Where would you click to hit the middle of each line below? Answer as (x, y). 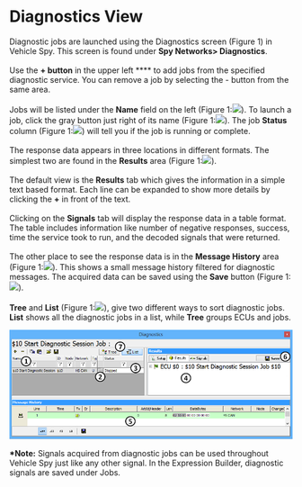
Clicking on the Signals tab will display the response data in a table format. (148, 218)
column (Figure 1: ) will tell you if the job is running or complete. (130, 131)
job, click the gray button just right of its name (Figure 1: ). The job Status (148, 120)
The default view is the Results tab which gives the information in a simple (147, 180)
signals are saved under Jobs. (65, 472)
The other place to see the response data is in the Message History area (144, 256)
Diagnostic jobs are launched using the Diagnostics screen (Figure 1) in (141, 41)
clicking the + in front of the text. (70, 199)
